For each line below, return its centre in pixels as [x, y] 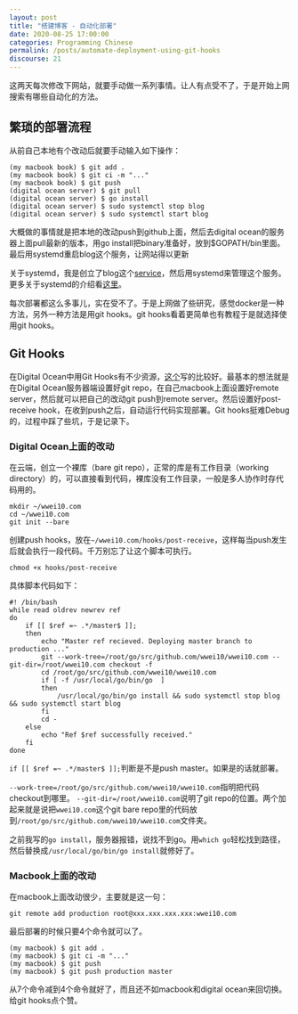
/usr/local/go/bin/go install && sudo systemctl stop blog [168, 696]
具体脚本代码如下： [44, 585]
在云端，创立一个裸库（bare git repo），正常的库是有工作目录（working [139, 467]
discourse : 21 [36, 59]
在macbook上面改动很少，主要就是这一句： [89, 897]
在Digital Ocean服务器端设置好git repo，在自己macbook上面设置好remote [144, 388]
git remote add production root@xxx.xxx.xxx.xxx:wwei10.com [123, 914]
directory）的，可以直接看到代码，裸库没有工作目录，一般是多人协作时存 [143, 478]
